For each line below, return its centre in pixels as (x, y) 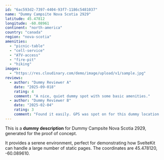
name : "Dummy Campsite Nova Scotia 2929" (48, 14)
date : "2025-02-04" (34, 105)
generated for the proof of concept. (41, 133)
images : (13, 69)
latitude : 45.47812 (25, 19)
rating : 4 (24, 91)
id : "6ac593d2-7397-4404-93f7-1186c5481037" (51, 10)
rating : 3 (24, 110)
